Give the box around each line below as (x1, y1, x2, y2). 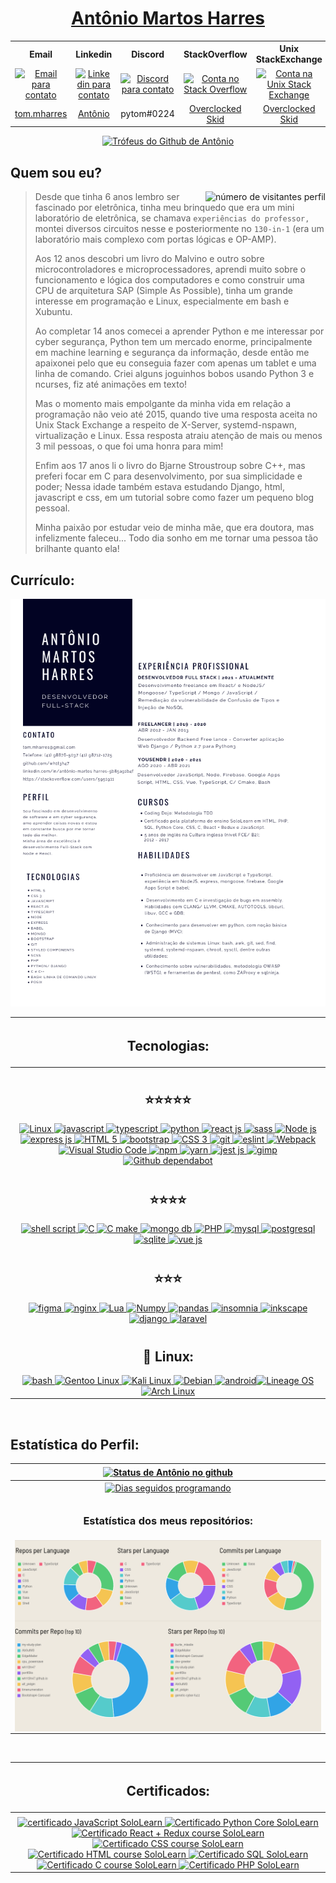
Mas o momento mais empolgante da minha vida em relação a (34, 398, 291, 410)
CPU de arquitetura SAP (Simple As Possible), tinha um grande (34, 285, 293, 297)
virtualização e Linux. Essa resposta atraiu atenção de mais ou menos (34, 430, 323, 442)
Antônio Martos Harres (71, 7, 265, 30)
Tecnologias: (126, 1038, 210, 1055)
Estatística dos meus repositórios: (83, 1513, 253, 1527)
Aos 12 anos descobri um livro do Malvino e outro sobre (34, 253, 265, 265)
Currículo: (10, 572, 75, 589)
